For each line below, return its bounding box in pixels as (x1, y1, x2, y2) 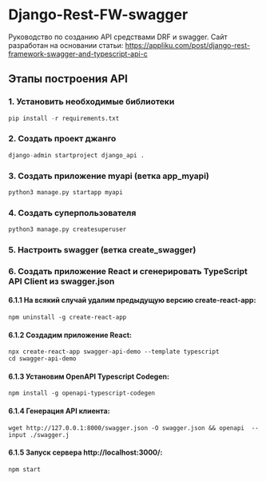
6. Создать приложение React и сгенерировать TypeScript (8, 265, 248, 276)
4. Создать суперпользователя (8, 207, 137, 218)
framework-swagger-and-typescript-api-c (8, 49, 148, 58)
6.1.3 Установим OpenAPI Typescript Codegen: (8, 372, 170, 381)
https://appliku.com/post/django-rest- (125, 40, 250, 50)
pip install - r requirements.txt (8, 114, 120, 122)
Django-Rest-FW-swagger (8, 6, 189, 24)
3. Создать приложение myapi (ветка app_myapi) (8, 170, 210, 181)
